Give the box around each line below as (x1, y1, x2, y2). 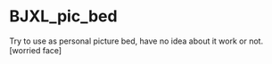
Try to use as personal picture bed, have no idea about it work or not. (9, 36, 264, 46)
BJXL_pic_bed (9, 6, 118, 27)
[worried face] (9, 44, 62, 55)
